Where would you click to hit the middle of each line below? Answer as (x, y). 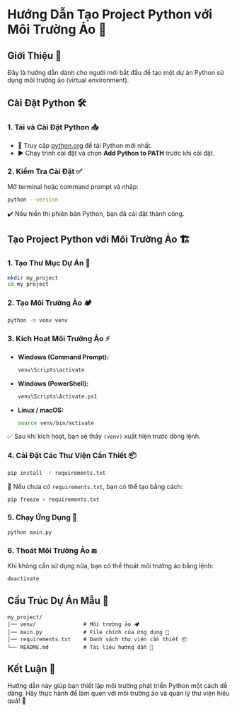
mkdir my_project (33, 278)
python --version (33, 200)
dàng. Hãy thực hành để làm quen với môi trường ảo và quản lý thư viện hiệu (118, 694)
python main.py (30, 532)
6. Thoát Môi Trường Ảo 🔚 (52, 550)
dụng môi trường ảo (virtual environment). (68, 80)
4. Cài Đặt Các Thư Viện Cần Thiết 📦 (72, 456)
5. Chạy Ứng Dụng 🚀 (42, 517)
